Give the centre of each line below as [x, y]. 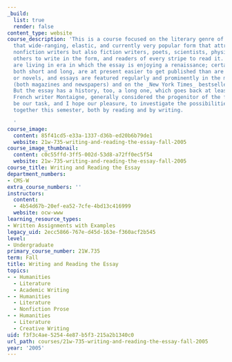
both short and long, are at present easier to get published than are [119, 71]
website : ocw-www [38, 213]
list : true [29, 20]
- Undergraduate [30, 245]
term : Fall [23, 258]
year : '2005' [26, 348]
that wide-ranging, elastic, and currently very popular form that [113, 46]
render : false [33, 26]
